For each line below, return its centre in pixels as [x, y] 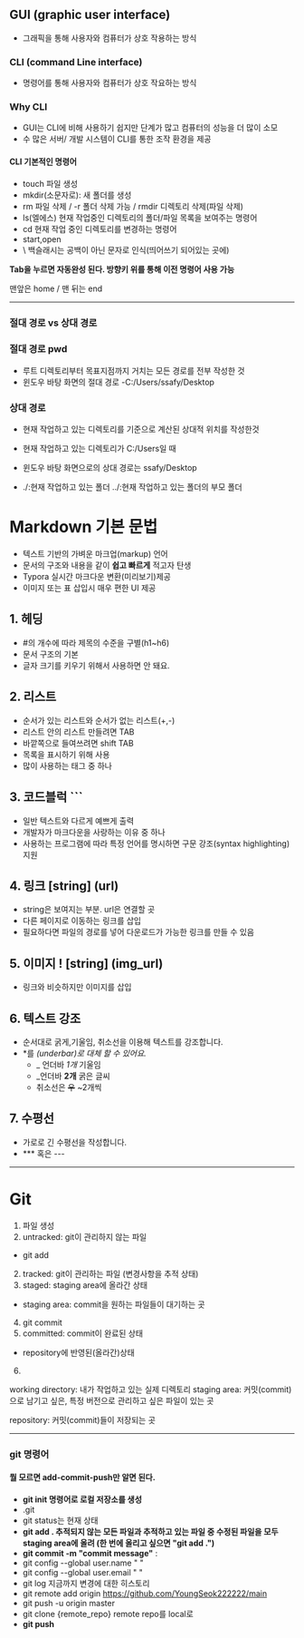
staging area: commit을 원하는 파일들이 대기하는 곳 [114, 1304]
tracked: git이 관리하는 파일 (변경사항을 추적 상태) [110, 1273]
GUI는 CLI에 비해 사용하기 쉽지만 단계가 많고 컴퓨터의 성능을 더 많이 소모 [150, 128]
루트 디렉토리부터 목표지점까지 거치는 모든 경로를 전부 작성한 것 [133, 370]
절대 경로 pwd [38, 349]
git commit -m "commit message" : [90, 1553]
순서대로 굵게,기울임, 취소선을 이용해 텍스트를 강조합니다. [123, 1041]
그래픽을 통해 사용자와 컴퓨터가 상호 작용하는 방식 [109, 38]
